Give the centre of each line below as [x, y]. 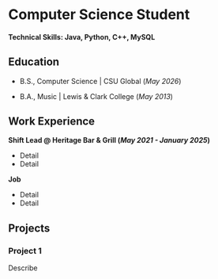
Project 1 [25, 250]
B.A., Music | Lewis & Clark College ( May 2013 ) [96, 96]
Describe [23, 268]
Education [34, 62]
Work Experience [52, 121]
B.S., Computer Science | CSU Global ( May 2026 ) [100, 81]
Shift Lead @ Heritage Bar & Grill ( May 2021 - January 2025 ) [109, 140]
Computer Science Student [99, 15]
